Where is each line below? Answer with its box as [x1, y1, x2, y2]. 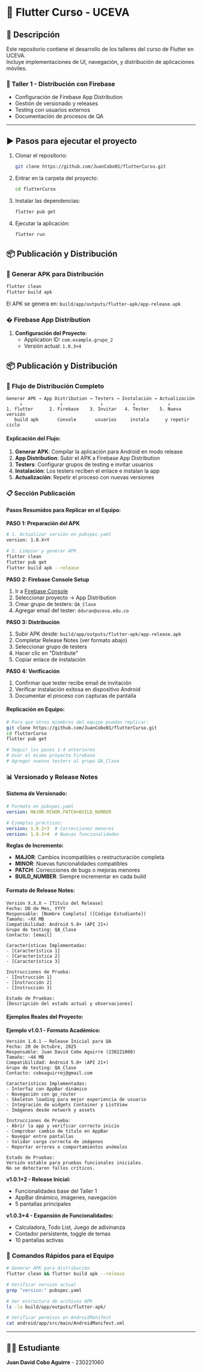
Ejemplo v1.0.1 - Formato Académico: [6, 1026, 101, 1034]
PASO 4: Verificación [6, 667, 60, 675]
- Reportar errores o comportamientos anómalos [6, 1144, 128, 1150]
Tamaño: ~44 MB [6, 1054, 44, 1060]
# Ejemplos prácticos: [6, 820, 63, 826]
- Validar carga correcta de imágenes [6, 1138, 103, 1144]
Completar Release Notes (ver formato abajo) [14, 636, 128, 643]
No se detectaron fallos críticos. [6, 1165, 96, 1171]
